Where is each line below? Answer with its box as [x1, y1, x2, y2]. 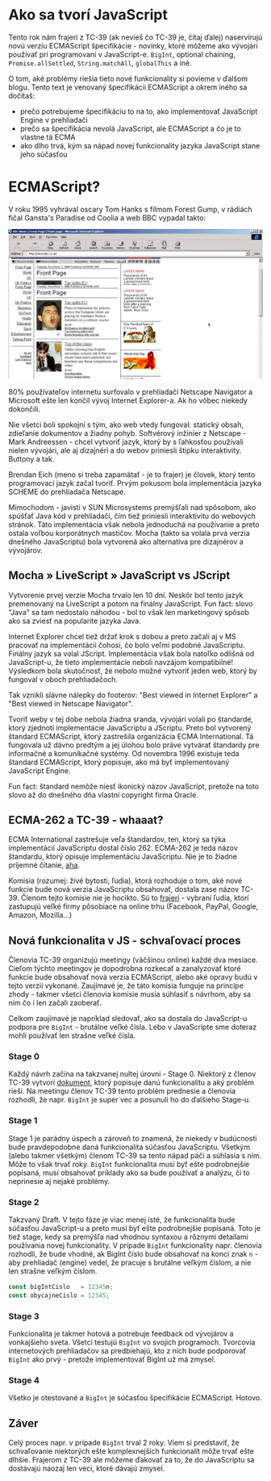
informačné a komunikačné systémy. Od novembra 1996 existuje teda [8, 748, 240, 758]
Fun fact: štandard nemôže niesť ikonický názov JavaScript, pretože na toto [8, 781, 260, 791]
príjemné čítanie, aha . [8, 860, 81, 870]
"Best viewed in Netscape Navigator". [8, 698, 134, 708]
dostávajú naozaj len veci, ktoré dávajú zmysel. [8, 1463, 165, 1474]
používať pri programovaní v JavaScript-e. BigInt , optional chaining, [8, 49, 236, 59]
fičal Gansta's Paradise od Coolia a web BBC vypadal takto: [8, 212, 206, 223]
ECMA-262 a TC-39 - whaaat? [8, 813, 164, 826]
